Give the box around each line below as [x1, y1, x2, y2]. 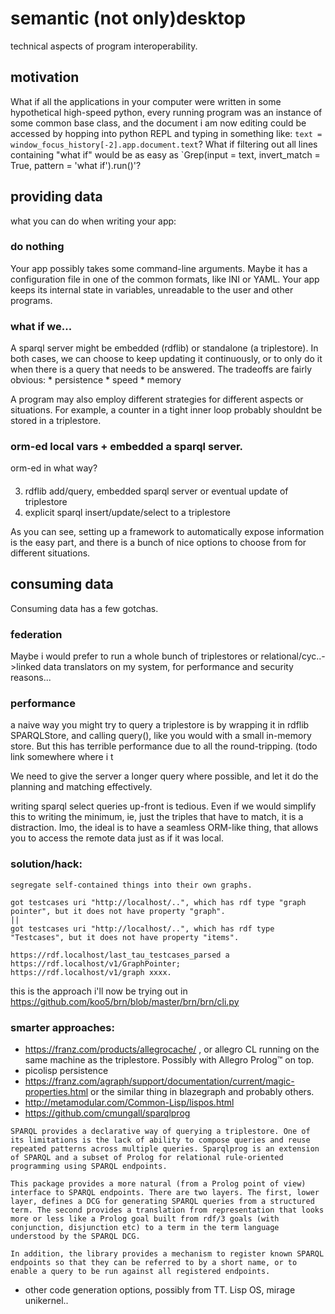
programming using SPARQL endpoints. [10, 1162, 168, 1172]
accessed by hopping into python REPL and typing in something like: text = [10, 127, 323, 139]
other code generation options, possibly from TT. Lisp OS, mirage [24, 1284, 296, 1296]
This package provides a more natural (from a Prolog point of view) [10, 1179, 307, 1189]
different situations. [10, 547, 91, 559]
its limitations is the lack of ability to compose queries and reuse [10, 1135, 311, 1146]
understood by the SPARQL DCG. [10, 1232, 141, 1242]
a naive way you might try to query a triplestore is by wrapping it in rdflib [10, 719, 310, 731]
